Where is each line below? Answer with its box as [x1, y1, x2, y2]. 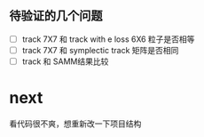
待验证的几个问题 [9, 8, 103, 24]
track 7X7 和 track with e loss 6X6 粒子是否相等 [21, 34, 195, 44]
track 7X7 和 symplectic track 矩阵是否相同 [21, 44, 179, 55]
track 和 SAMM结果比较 [21, 56, 109, 67]
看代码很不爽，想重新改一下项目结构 [9, 118, 142, 129]
